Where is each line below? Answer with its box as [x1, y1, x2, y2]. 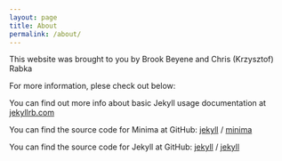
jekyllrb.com [9, 108, 55, 118]
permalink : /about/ [9, 29, 82, 38]
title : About [9, 21, 58, 30]
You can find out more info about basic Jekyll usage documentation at [9, 98, 267, 109]
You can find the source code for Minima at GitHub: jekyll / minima [9, 125, 253, 135]
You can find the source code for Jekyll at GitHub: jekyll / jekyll [9, 141, 240, 152]
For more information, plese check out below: [9, 81, 176, 92]
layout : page [9, 12, 58, 22]
